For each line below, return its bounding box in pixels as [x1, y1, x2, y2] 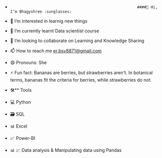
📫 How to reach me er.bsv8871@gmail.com [10, 48, 102, 54]
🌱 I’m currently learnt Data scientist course [10, 28, 100, 34]
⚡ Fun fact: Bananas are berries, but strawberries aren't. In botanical [10, 70, 153, 75]
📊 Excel [10, 123, 28, 129]
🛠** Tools [10, 87, 32, 93]
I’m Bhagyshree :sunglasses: [10, 9, 72, 14]
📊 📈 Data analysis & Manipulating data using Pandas [10, 147, 122, 153]
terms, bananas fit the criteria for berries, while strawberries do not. [10, 77, 152, 83]
